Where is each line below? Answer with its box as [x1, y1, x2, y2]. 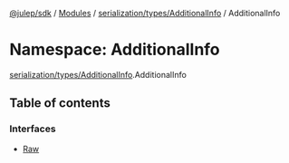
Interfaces [9, 122, 56, 135]
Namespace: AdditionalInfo [9, 40, 220, 60]
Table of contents [9, 95, 111, 111]
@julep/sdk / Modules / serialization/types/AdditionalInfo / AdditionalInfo [9, 8, 281, 18]
